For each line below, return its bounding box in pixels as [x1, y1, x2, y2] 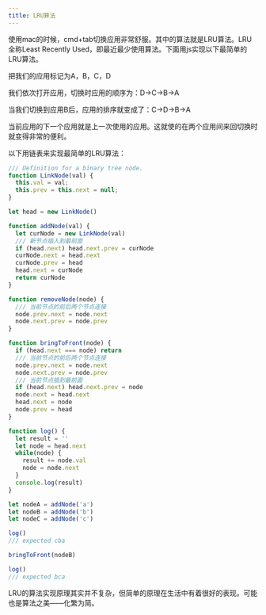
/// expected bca [8, 572, 66, 581]
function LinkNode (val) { [8, 171, 93, 179]
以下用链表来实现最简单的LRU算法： [8, 148, 127, 158]
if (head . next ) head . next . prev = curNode [15, 244, 154, 252]
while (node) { [15, 449, 62, 457]
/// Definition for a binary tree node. [8, 164, 144, 172]
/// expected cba [8, 537, 66, 545]
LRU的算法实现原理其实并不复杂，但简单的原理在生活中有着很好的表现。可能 [8, 588, 258, 598]
